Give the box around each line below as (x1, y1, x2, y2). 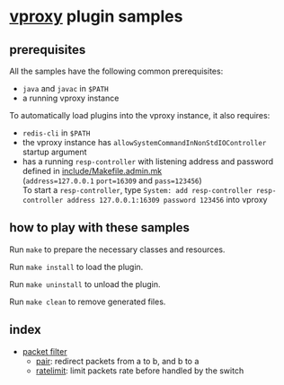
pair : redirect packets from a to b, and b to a (35, 355, 200, 366)
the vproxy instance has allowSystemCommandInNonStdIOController (22, 137, 267, 147)
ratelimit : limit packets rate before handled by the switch (35, 365, 244, 376)
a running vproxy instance (22, 92, 120, 103)
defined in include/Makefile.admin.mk (22, 166, 163, 176)
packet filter (22, 346, 67, 356)
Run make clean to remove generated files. (9, 296, 166, 307)
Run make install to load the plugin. (9, 261, 144, 272)
